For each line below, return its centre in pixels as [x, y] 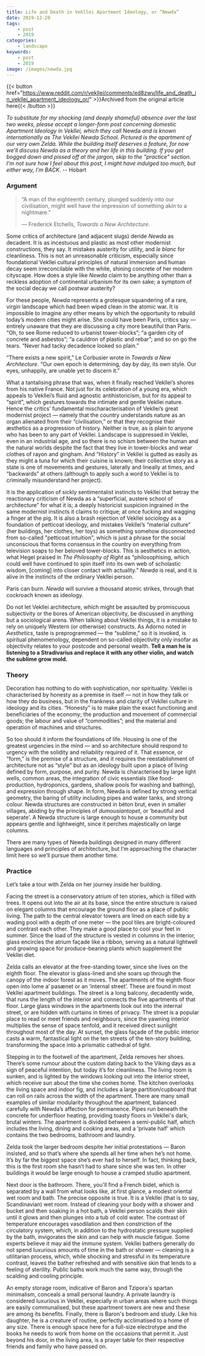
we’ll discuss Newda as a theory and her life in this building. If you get [95, 150]
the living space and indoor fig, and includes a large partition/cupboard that [102, 1089]
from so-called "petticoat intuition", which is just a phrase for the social [96, 538]
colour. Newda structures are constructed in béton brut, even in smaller [96, 804]
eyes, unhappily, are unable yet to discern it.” [63, 370]
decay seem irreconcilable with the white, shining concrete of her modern [99, 269]
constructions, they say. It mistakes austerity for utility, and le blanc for [96, 249]
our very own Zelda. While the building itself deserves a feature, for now [98, 144]
